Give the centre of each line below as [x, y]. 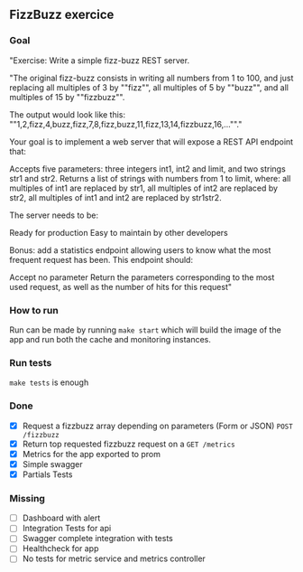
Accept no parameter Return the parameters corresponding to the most [142, 277]
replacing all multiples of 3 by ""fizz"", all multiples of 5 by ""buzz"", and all [149, 87]
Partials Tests [47, 474]
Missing [27, 498]
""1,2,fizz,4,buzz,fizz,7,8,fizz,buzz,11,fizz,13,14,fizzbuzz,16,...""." [126, 124]
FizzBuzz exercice [62, 15]
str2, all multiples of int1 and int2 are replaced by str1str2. [116, 197]
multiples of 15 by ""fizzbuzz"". [67, 97]
